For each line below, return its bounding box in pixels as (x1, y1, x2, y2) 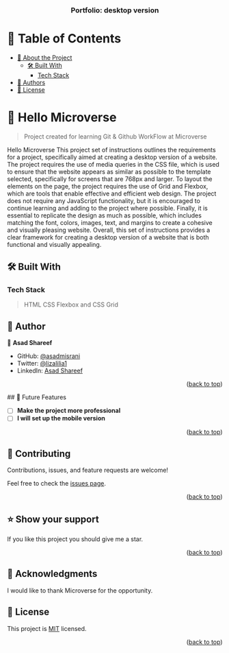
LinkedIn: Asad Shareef (16, 366, 83, 375)
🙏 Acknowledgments (7, 568, 98, 580)
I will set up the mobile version (16, 414, 106, 423)
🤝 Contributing (7, 448, 71, 460)
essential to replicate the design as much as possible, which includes (7, 211, 202, 219)
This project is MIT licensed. (7, 624, 87, 632)
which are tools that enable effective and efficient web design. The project (7, 189, 217, 198)
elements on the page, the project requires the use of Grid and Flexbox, (7, 182, 208, 190)
